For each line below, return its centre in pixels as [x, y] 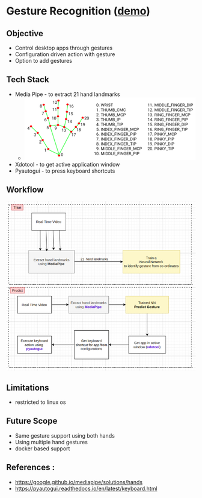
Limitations [28, 388]
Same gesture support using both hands [65, 435]
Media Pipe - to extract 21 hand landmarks [67, 94]
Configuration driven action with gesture [65, 54]
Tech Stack [28, 80]
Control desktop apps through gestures [64, 48]
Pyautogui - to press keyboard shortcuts [65, 171]
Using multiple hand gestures [51, 442]
